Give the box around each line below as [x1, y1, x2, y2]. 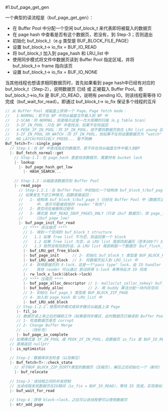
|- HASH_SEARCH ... [23, 169, 61, 174]
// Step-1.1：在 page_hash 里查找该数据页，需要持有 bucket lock [14, 155, 142, 160]
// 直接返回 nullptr [9, 341, 49, 346]
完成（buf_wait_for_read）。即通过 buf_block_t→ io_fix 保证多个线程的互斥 [5, 99, 156, 104]
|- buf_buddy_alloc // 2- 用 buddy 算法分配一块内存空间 [23, 286, 158, 291]
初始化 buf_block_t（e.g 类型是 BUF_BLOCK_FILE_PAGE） [12, 38, 131, 44]
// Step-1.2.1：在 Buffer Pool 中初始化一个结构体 [18, 187, 118, 192]
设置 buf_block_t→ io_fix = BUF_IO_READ [12, 44, 97, 50]
